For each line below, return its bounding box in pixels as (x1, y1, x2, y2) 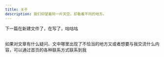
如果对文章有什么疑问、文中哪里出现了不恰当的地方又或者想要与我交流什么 (5, 41, 155, 46)
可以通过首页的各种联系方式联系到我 (13, 47, 87, 53)
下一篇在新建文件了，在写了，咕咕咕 (5, 25, 78, 31)
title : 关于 (5, 7, 28, 12)
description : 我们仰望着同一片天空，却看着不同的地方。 (5, 12, 107, 16)
